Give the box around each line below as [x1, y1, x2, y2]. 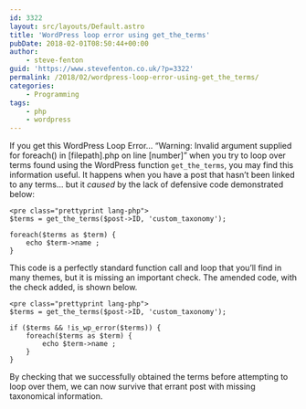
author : [9, 47, 39, 57]
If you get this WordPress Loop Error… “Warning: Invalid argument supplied [9, 141, 292, 152]
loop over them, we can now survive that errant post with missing [9, 381, 256, 393]
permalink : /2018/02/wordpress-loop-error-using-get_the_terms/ [9, 73, 259, 82]
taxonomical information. [9, 391, 103, 402]
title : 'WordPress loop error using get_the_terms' [9, 30, 210, 39]
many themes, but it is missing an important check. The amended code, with [9, 272, 298, 283]
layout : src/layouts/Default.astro [9, 22, 145, 31]
